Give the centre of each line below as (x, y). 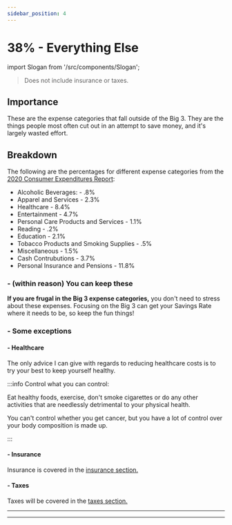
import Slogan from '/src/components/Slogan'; (74, 67)
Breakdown (32, 155)
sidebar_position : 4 (37, 13)
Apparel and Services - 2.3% (58, 200)
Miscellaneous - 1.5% (48, 251)
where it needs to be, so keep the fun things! (71, 313)
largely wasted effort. (38, 133)
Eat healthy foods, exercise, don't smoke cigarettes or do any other (103, 397)
